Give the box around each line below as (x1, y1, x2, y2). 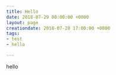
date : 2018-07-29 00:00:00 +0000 (6, 14, 89, 20)
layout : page (6, 19, 39, 25)
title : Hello (6, 8, 39, 15)
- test (6, 36, 23, 42)
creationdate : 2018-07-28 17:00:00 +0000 (6, 25, 111, 31)
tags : (6, 31, 20, 37)
